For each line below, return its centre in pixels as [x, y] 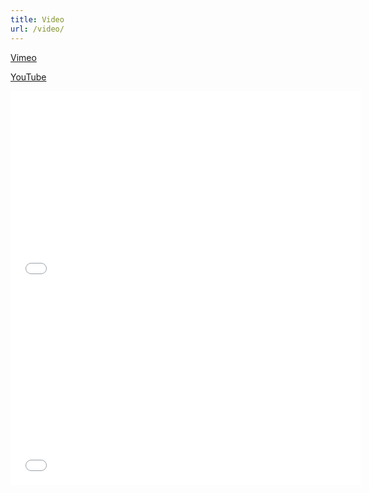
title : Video [37, 19]
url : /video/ [37, 29]
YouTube [28, 77]
